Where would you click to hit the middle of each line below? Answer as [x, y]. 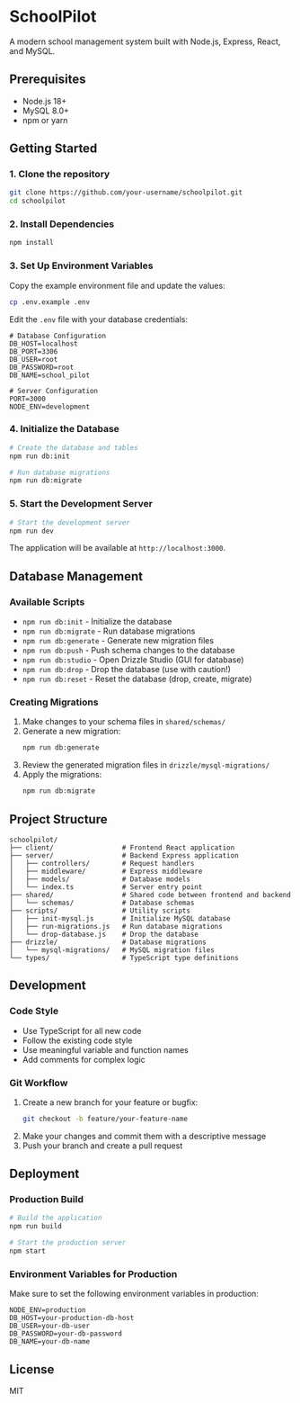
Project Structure [58, 819]
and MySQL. [32, 50]
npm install [31, 243]
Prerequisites [48, 80]
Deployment [44, 1174]
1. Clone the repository [60, 175]
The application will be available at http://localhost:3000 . [118, 548]
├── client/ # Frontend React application [122, 848]
